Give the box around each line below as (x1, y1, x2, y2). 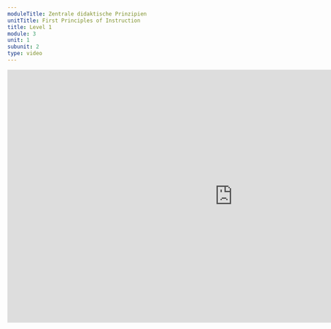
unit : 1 (7, 37, 30, 44)
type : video (7, 50, 42, 57)
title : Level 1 (7, 23, 52, 30)
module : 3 (7, 30, 37, 37)
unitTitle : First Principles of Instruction (7, 17, 141, 24)
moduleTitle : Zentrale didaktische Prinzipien (7, 10, 147, 18)
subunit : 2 (7, 43, 40, 50)
